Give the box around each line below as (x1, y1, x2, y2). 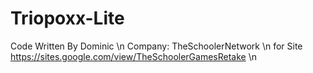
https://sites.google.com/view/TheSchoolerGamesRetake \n (10, 50, 257, 62)
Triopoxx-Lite (10, 7, 125, 30)
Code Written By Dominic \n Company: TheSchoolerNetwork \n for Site (10, 40, 303, 52)
